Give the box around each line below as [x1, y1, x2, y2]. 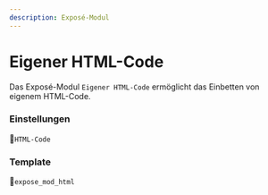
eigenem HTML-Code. [9, 90, 91, 101]
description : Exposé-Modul [9, 13, 110, 22]
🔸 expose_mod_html [9, 176, 75, 187]
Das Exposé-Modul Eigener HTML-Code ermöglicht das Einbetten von [9, 81, 260, 92]
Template [9, 156, 52, 168]
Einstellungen [9, 113, 71, 125]
